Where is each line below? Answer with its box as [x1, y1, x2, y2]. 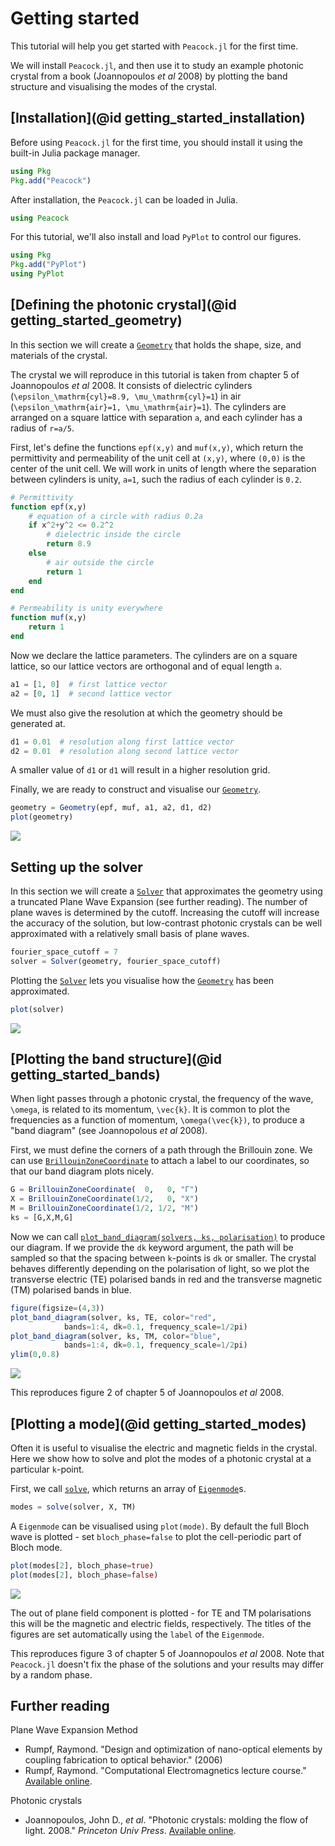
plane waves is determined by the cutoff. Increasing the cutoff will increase [10, 907, 320, 918]
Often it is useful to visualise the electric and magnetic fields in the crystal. [10, 1442, 318, 1454]
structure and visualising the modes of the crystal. [10, 80, 218, 92]
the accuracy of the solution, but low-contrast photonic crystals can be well [10, 917, 323, 929]
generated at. [10, 717, 66, 729]
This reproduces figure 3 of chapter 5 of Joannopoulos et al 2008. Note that [10, 1647, 325, 1659]
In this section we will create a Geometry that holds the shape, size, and [10, 338, 302, 351]
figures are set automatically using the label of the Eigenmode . [10, 1628, 265, 1640]
